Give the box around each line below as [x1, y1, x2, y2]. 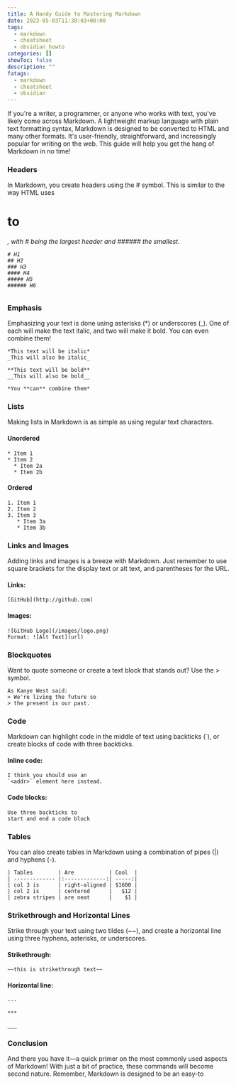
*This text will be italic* [7, 348, 91, 356]
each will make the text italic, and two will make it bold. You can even [7, 326, 209, 335]
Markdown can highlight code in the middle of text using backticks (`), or [7, 732, 220, 741]
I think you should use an [7, 772, 87, 779]
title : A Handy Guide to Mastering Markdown [7, 10, 141, 18]
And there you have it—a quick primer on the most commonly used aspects [7, 1054, 228, 1063]
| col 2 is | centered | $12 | [7, 887, 138, 894]
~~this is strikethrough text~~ [7, 966, 103, 973]
